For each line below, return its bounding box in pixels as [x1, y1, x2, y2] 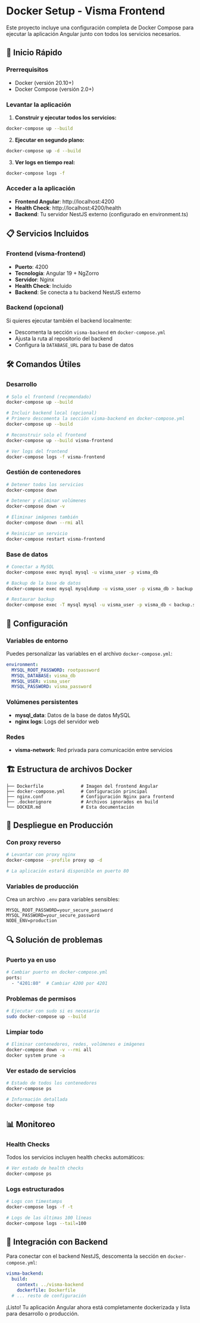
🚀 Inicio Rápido [6, 48, 62, 58]
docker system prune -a [6, 1052, 65, 1058]
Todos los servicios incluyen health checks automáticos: [6, 1154, 145, 1161]
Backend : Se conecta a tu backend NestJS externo [14, 288, 141, 296]
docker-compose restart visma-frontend [6, 536, 105, 542]
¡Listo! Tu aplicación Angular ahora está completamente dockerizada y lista [6, 1303, 190, 1310]
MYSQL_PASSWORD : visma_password [11, 684, 92, 690]
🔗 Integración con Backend [6, 1237, 108, 1247]
